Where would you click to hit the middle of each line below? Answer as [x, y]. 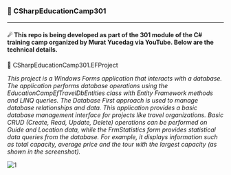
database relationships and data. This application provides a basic [102, 107]
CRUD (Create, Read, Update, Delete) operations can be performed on [107, 122]
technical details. [32, 49]
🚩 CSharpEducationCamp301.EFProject [63, 65]
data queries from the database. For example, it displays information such [112, 136]
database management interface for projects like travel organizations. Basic [115, 115]
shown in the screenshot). [44, 152]
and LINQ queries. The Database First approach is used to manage [103, 100]
